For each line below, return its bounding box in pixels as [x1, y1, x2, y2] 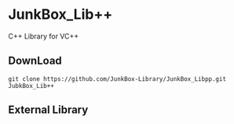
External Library [8, 104, 89, 117]
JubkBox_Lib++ [8, 82, 55, 89]
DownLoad [8, 54, 63, 67]
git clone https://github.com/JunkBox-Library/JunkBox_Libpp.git [8, 75, 226, 83]
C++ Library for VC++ [8, 31, 79, 41]
